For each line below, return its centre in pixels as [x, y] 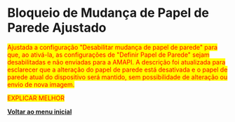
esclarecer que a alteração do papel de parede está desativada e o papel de [117, 69]
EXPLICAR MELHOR [36, 98]
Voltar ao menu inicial [40, 111]
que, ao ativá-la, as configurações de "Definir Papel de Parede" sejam [109, 55]
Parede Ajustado [57, 28]
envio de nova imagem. [41, 84]
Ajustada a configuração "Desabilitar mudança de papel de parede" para [113, 47]
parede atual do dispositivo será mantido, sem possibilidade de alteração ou [117, 77]
